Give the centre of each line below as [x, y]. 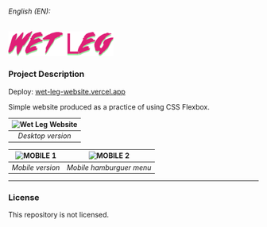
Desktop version [44, 136]
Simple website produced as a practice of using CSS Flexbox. [109, 106]
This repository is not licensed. [59, 215]
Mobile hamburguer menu [109, 167]
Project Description [46, 74]
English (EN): [29, 11]
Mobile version [36, 167]
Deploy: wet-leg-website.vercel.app [67, 91]
